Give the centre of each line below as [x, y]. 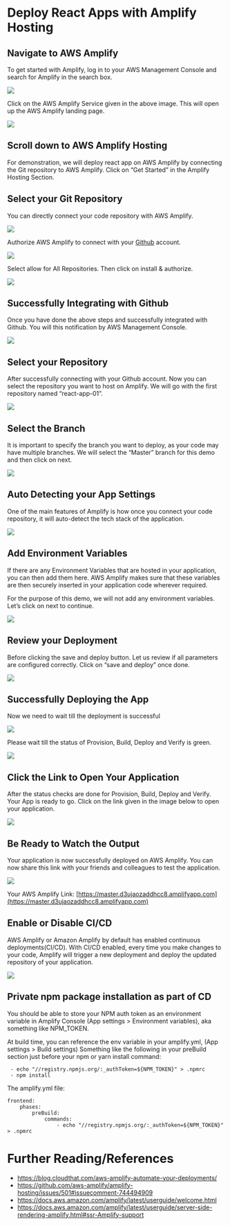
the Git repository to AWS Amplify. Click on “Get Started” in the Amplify [108, 170]
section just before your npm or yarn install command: [84, 1056]
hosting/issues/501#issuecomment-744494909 [85, 1192]
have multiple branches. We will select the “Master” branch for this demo [111, 453]
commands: [58, 1119]
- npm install [30, 1075]
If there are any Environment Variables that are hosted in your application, [112, 570]
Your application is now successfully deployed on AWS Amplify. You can [110, 860]
